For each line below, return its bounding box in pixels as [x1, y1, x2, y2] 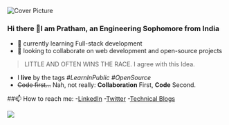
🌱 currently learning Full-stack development [17, 39, 143, 48]
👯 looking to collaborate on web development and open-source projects [17, 47, 223, 55]
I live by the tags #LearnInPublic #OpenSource [17, 73, 152, 82]
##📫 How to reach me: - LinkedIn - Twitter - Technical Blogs [7, 95, 175, 103]
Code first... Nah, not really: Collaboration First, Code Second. [17, 81, 196, 89]
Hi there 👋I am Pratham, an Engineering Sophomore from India [7, 23, 220, 33]
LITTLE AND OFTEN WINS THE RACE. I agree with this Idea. [24, 60, 195, 68]
